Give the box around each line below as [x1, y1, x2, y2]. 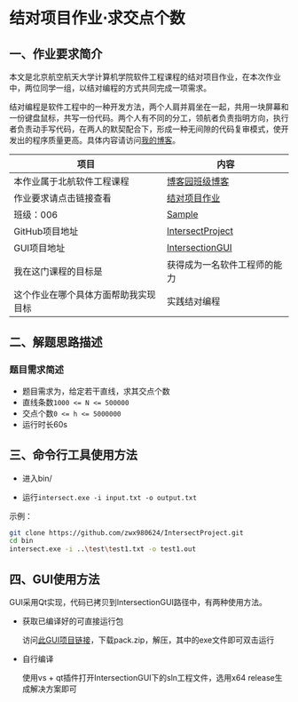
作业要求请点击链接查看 [13, 192, 113, 204]
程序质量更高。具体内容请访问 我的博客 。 [32, 135, 180, 145]
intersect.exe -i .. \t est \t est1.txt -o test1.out [9, 545, 197, 554]
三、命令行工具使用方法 [9, 448, 137, 463]
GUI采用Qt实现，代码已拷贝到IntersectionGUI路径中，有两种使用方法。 [9, 596, 268, 607]
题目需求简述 [9, 363, 65, 376]
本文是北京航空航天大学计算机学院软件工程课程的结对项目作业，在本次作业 [9, 72, 281, 82]
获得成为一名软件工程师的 [167, 259, 274, 271]
